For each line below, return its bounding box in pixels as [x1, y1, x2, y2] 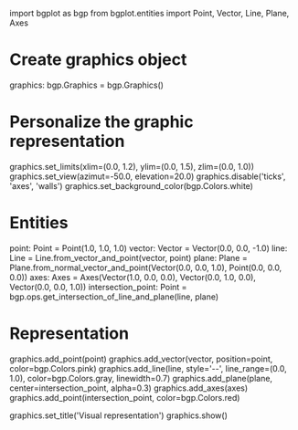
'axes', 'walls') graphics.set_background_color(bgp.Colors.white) [9, 180, 254, 191]
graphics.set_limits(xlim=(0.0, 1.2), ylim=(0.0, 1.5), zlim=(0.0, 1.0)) [9, 161, 254, 172]
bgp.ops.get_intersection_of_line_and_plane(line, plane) [9, 291, 219, 302]
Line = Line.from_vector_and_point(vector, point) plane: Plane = [9, 252, 249, 263]
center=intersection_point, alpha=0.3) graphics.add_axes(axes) [9, 383, 249, 393]
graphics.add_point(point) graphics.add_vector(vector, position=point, [9, 353, 273, 364]
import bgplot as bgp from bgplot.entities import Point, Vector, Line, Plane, [9, 8, 290, 18]
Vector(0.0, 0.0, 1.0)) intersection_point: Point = [9, 281, 187, 292]
